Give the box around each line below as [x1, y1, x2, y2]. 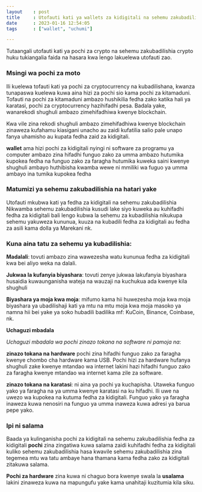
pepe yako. [6, 406, 34, 414]
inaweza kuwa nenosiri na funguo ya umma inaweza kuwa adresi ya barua [6, 400, 191, 408]
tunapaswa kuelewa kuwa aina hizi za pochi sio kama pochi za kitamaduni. [6, 89, 191, 96]
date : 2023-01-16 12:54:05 [6, 20, 90, 26]
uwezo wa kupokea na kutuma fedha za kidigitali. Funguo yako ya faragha [6, 394, 189, 401]
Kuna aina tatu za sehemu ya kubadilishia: [6, 239, 132, 248]
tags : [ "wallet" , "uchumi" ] [6, 25, 93, 32]
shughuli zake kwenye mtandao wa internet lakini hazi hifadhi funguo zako [6, 363, 191, 370]
